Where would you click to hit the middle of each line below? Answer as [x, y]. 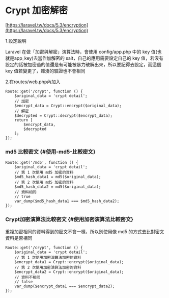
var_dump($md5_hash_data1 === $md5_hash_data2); [67, 201]
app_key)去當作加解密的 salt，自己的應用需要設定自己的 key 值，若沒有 [89, 58]
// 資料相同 [25, 192]
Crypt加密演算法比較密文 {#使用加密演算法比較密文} [69, 219]
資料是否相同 [19, 238]
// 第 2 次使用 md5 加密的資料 [44, 182]
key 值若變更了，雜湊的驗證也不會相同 [45, 71]
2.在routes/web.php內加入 [33, 82]
